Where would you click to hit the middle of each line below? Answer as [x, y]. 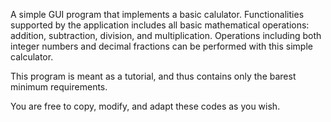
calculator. [32, 57]
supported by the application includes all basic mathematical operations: [160, 25]
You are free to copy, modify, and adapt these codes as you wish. [145, 106]
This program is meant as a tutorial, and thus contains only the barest [153, 76]
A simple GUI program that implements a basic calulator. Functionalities [157, 14]
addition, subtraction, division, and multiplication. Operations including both [166, 35]
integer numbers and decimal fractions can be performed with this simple [161, 46]
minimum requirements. [59, 87]
